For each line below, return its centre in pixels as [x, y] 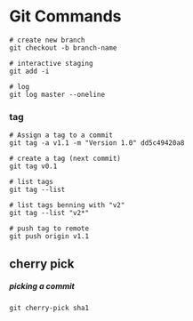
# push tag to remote [49, 229]
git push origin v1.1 [49, 237]
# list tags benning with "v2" [67, 205]
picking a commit [42, 286]
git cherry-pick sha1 [49, 308]
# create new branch [48, 40]
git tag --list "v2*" [49, 213]
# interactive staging [51, 63]
